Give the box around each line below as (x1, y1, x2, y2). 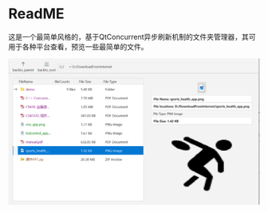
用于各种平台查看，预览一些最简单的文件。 (8, 41, 148, 52)
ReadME (8, 5, 65, 23)
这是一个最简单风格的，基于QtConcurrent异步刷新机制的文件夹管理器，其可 (8, 32, 256, 41)
